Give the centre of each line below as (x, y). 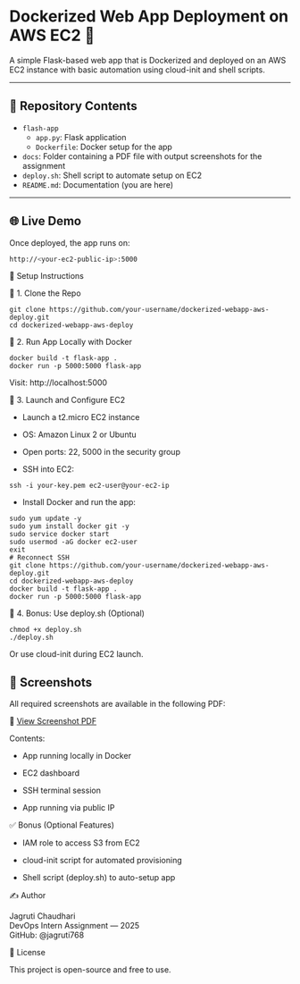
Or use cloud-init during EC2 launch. (76, 654)
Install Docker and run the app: (79, 502)
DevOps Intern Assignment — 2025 (75, 926)
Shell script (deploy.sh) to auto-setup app (99, 878)
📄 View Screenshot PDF (53, 721)
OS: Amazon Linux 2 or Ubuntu (79, 434)
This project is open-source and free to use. (90, 970)
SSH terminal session (61, 791)
